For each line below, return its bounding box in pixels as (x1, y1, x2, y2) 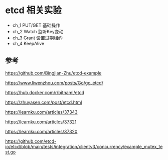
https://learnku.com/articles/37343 (5, 109, 78, 115)
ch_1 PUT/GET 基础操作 (12, 22, 61, 28)
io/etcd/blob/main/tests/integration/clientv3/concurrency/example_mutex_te (5, 143, 163, 149)
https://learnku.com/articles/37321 (5, 119, 77, 125)
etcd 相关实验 (5, 5, 62, 16)
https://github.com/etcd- (5, 138, 57, 144)
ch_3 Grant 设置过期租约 (12, 35, 63, 41)
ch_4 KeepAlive (12, 40, 45, 46)
